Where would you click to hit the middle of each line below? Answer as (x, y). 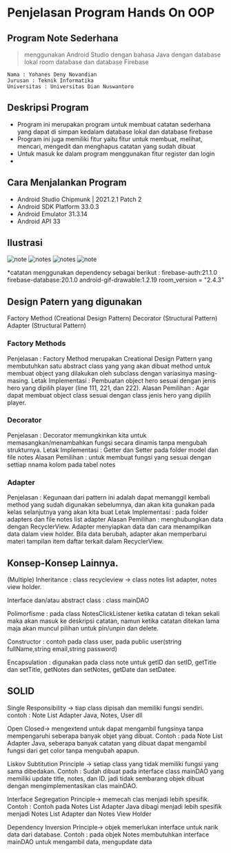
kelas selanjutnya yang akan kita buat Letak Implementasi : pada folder (108, 512)
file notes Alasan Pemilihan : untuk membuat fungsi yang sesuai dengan (109, 457)
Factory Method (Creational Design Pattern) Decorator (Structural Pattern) (112, 318)
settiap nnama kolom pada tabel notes (61, 464)
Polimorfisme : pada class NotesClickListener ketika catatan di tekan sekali (113, 613)
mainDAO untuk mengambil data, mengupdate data (80, 841)
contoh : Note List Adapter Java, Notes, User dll (75, 715)
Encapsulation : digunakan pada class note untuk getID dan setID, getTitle (112, 662)
